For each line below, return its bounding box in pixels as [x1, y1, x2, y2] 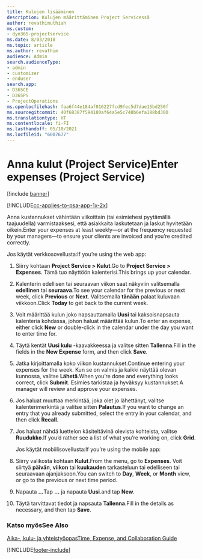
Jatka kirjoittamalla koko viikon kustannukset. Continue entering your [15, 360, 185, 367]
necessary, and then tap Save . [15, 506, 92, 513]
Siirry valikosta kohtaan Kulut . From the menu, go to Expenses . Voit [15, 457, 182, 464]
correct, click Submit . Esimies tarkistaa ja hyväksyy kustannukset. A [15, 379, 184, 386]
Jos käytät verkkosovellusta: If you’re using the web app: [7, 250, 147, 258]
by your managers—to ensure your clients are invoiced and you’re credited [7, 232, 192, 240]
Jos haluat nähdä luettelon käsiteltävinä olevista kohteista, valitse [15, 428, 177, 435]
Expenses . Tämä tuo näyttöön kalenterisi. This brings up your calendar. [15, 268, 191, 276]
